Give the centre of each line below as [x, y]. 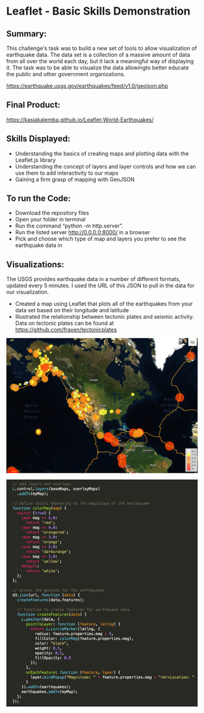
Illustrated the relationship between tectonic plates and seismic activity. [104, 317]
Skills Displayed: [39, 139]
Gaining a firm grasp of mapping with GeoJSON [75, 179]
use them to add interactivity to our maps [66, 173]
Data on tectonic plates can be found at [64, 323]
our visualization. [28, 292]
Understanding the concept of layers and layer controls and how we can [105, 166]
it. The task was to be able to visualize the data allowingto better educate [98, 68]
